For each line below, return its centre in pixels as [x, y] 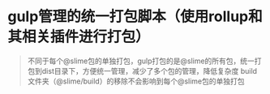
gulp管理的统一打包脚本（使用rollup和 [135, 17]
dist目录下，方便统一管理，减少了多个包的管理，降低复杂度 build [149, 70]
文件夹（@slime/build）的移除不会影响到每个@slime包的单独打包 [136, 81]
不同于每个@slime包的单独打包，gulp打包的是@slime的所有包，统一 [141, 61]
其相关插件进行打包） [79, 37]
